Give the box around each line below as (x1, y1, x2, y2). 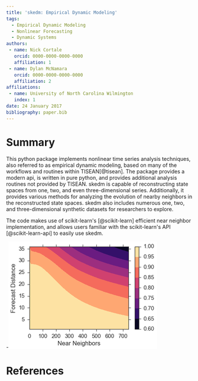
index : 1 (14, 97, 35, 103)
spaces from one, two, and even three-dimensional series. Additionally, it (6, 186, 184, 193)
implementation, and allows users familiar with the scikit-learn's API (6, 223, 171, 230)
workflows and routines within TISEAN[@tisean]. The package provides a (6, 167, 185, 175)
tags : (6, 15, 20, 22)
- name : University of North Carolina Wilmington (8, 91, 134, 97)
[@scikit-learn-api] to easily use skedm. (6, 230, 103, 237)
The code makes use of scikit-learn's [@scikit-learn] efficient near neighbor (6, 217, 191, 224)
